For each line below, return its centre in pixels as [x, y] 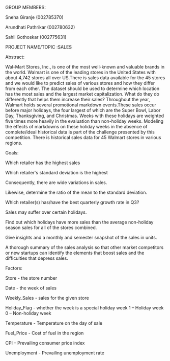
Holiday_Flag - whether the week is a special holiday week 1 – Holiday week [84, 308]
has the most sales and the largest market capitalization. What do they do [82, 94]
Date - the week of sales [31, 288]
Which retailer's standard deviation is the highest [56, 173]
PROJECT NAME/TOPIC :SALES [39, 47]
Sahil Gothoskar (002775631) [36, 37]
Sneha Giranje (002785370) [34, 17]
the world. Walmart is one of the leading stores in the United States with [81, 72]
